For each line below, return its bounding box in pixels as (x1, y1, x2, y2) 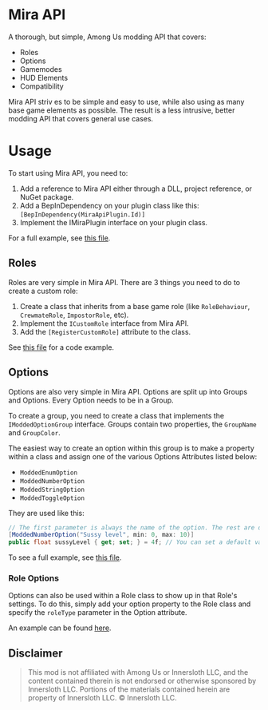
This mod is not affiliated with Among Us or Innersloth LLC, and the (27, 668, 249, 677)
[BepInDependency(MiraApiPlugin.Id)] (19, 210, 146, 219)
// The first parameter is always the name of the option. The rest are (8, 523, 255, 532)
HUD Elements (19, 73, 69, 82)
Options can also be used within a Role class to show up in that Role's (8, 591, 238, 601)
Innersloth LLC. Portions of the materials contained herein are (27, 684, 231, 694)
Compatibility (19, 81, 64, 91)
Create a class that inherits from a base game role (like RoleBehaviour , (19, 301, 250, 311)
